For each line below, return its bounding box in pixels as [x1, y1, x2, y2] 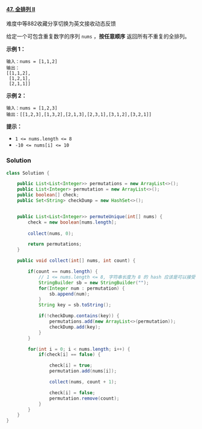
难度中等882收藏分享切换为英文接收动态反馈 [6, 20, 116, 27]
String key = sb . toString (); [38, 302, 112, 308]
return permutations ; [28, 241, 82, 248]
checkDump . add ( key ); [49, 324, 101, 330]
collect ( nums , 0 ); [28, 230, 74, 237]
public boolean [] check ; [17, 192, 79, 198]
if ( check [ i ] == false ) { [38, 351, 101, 357]
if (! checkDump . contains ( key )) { [38, 313, 120, 319]
